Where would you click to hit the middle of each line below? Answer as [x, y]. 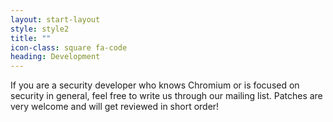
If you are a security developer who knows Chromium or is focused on [155, 85]
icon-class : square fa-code [69, 47]
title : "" [31, 38]
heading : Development [55, 57]
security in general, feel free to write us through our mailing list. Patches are [166, 96]
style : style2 [40, 29]
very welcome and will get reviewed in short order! [115, 107]
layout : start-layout [55, 19]
